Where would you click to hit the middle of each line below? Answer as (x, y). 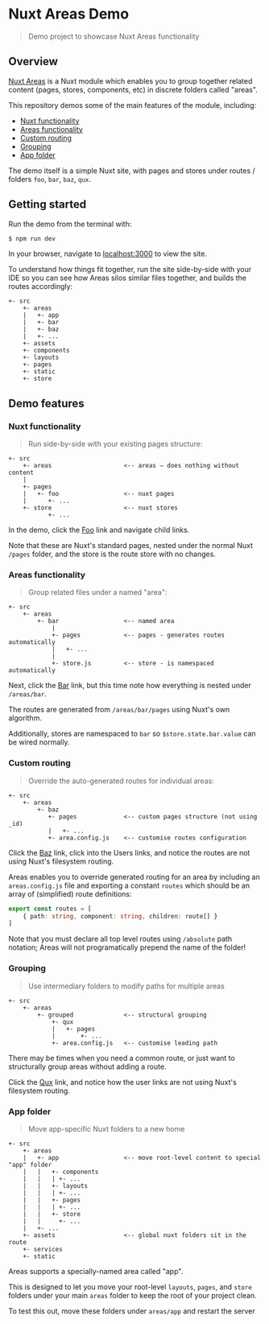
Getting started (48, 205)
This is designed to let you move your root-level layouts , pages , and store (130, 1287)
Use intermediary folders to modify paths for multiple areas (126, 986)
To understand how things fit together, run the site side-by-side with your (130, 270)
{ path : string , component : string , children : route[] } (120, 916)
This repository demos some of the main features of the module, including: (132, 105)
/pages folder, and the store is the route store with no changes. (112, 554)
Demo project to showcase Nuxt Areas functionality (114, 36)
